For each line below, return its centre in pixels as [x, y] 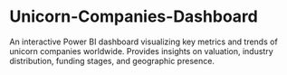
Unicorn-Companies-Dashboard [134, 17]
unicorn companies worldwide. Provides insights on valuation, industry [141, 51]
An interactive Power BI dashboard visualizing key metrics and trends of [143, 42]
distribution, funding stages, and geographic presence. [112, 61]
